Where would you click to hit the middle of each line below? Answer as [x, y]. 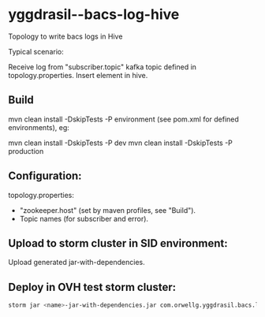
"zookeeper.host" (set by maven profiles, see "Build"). [107, 210]
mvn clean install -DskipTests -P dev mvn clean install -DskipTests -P [120, 143]
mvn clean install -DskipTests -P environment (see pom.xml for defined [123, 119]
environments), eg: [39, 127]
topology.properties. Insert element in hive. [78, 75]
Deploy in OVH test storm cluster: [92, 287]
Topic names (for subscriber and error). [84, 218]
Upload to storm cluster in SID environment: [118, 243]
